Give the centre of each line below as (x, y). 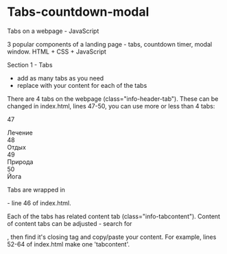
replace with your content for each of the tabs (82, 85)
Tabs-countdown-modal (78, 12)
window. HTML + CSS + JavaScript (57, 51)
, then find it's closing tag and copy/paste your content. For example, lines (112, 237)
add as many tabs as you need (60, 78)
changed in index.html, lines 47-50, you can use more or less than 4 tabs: (111, 106)
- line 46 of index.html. (39, 203)
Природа (20, 161)
